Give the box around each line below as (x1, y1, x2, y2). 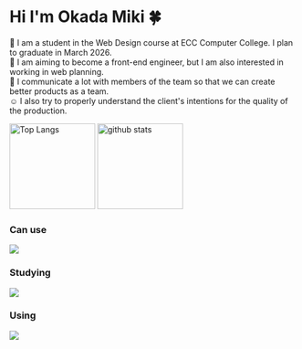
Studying (9, 267, 52, 280)
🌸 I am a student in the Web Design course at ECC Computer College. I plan (9, 37, 294, 48)
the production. (9, 105, 68, 116)
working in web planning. (9, 66, 105, 77)
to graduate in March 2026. (9, 47, 112, 58)
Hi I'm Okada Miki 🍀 (9, 6, 161, 27)
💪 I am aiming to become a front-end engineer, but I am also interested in (9, 57, 285, 68)
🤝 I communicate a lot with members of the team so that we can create (9, 76, 276, 87)
